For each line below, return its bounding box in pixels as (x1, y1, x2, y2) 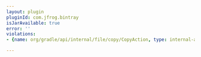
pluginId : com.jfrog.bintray (6, 14, 79, 20)
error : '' (6, 25, 31, 32)
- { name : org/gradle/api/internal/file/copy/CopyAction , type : (6, 37, 167, 43)
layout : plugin (6, 8, 44, 15)
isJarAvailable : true (6, 20, 60, 26)
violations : (6, 31, 36, 37)
